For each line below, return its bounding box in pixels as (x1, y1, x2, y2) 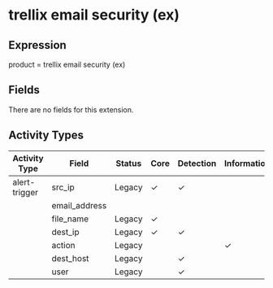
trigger (12, 186, 39, 198)
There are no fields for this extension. (8, 104, 134, 115)
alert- (12, 177, 36, 188)
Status (115, 157, 142, 168)
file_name (51, 213, 89, 225)
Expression (8, 38, 67, 52)
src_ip (51, 181, 75, 193)
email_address (51, 199, 107, 211)
